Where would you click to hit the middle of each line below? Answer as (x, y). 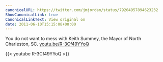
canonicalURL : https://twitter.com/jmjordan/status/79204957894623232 (82, 10)
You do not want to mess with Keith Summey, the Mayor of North (73, 39)
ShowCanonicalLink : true (32, 15)
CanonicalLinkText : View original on (45, 19)
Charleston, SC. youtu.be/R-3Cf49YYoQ (47, 44)
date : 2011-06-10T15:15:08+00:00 (41, 24)
